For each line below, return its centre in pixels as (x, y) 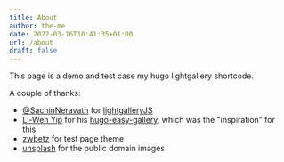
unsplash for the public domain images (93, 149)
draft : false (33, 51)
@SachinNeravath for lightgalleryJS (87, 110)
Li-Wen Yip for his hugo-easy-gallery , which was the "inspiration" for (149, 120)
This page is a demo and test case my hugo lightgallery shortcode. (132, 76)
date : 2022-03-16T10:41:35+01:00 (71, 34)
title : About (33, 17)
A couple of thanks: (45, 93)
